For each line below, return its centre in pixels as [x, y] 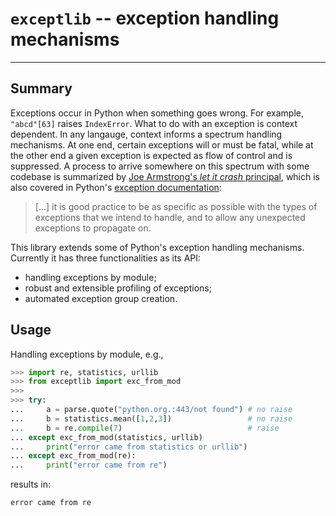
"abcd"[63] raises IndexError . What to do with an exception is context [154, 123]
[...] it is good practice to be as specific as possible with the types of [176, 206]
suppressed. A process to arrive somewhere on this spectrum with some [160, 166]
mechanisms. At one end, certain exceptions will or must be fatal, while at [162, 144]
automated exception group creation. [101, 298]
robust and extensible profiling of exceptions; [118, 288]
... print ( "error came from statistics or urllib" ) [129, 447]
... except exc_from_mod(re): [73, 456]
